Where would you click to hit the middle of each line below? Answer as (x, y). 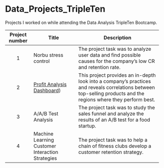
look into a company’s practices (115, 81)
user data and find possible (110, 55)
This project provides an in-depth (117, 75)
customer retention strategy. (111, 152)
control (41, 61)
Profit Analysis (50, 84)
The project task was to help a (113, 140)
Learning (44, 140)
